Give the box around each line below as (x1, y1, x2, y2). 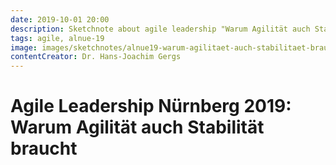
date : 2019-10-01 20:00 (10, 14, 110, 25)
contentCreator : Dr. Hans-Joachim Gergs (10, 52, 182, 62)
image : (10, 42, 38, 53)
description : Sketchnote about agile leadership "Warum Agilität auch (10, 24, 311, 34)
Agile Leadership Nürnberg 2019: (10, 95, 292, 118)
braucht (10, 137, 78, 160)
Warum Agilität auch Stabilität (10, 116, 265, 139)
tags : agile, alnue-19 (10, 33, 105, 43)
